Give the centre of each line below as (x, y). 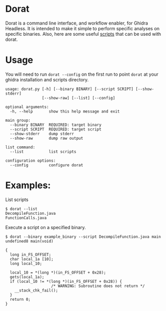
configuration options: (31, 161)
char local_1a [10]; (32, 259)
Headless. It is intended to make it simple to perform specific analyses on (82, 28)
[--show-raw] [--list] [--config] (78, 98)
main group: (18, 120)
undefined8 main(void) (29, 241)
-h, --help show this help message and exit (65, 111)
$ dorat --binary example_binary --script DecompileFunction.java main (83, 237)
